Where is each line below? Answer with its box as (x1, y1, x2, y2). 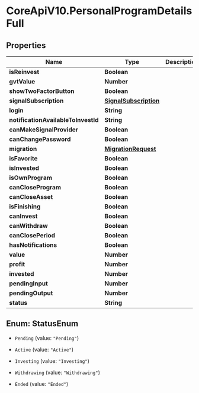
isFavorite (9, 154, 38, 162)
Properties (6, 40, 46, 50)
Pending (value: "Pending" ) (14, 334, 79, 342)
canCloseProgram (9, 183, 61, 191)
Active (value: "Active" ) (14, 346, 74, 353)
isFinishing (9, 202, 41, 211)
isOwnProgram (9, 173, 52, 182)
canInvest (9, 212, 38, 220)
